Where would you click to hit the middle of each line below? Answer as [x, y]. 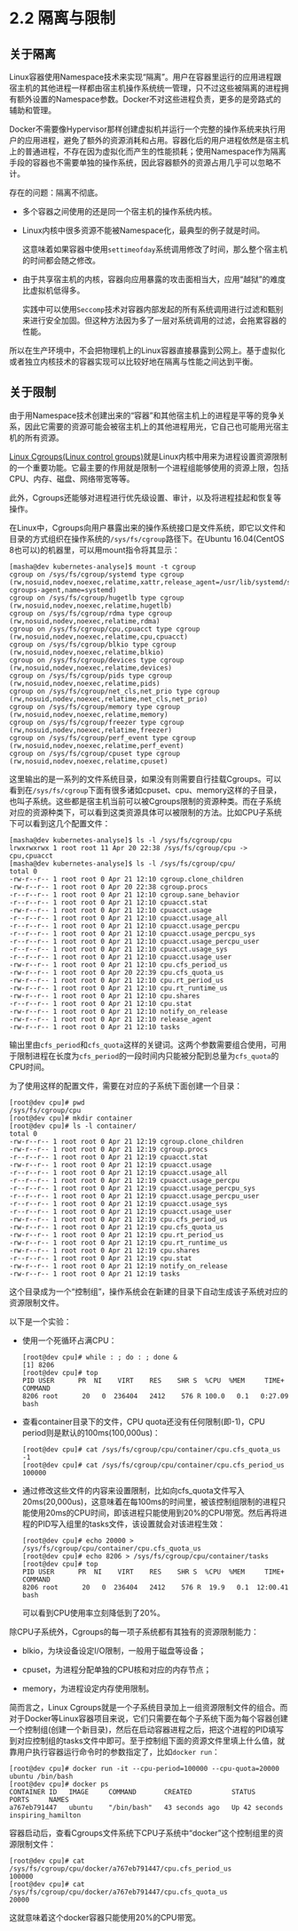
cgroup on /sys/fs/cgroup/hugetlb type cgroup [97, 598]
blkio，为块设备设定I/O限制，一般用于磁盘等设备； [114, 1650]
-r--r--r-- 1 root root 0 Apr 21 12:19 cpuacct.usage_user [121, 1211]
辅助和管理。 [32, 110]
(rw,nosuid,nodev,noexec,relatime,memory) [89, 714]
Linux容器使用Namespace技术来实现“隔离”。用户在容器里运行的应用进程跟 [145, 77]
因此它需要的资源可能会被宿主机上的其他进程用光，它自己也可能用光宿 [153, 426]
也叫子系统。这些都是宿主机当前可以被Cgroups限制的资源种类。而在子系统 [145, 801]
